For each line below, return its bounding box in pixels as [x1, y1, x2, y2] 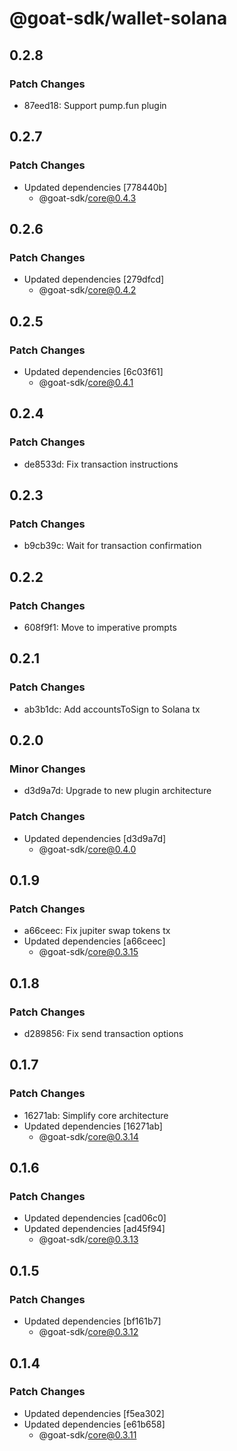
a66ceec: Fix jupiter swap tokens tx [23, 925, 171, 937]
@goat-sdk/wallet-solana [9, 7, 228, 30]
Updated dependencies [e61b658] [23, 1418, 166, 1430]
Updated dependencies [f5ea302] [23, 1407, 165, 1419]
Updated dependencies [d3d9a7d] [23, 832, 167, 844]
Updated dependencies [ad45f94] [23, 1223, 166, 1235]
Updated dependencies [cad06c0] [23, 1212, 167, 1224]
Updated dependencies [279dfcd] [23, 273, 165, 286]
